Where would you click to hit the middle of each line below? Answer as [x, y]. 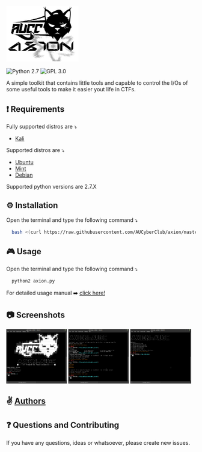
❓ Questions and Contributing [63, 425]
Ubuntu [24, 162]
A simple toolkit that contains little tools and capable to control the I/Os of [97, 83]
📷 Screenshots [35, 315]
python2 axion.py [33, 281]
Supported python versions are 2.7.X [52, 186]
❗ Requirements [35, 109]
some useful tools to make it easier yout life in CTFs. [71, 90]
